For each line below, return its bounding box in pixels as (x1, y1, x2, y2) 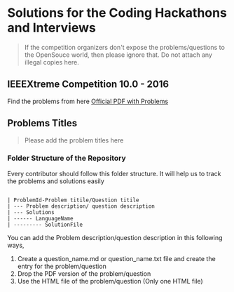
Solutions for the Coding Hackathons (7, 5, 228, 21)
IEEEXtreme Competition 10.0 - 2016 (7, 79, 170, 91)
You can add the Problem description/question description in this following (7, 233, 223, 241)
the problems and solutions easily (7, 177, 105, 185)
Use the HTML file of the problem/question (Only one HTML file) (17, 277, 203, 285)
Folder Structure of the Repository (7, 153, 126, 163)
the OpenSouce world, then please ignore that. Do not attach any (24, 51, 212, 59)
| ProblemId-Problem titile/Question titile (7, 197, 139, 204)
